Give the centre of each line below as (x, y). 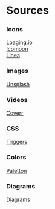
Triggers (17, 142)
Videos (17, 100)
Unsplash (18, 84)
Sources (28, 11)
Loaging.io (19, 42)
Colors (16, 158)
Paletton (17, 170)
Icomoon (17, 49)
